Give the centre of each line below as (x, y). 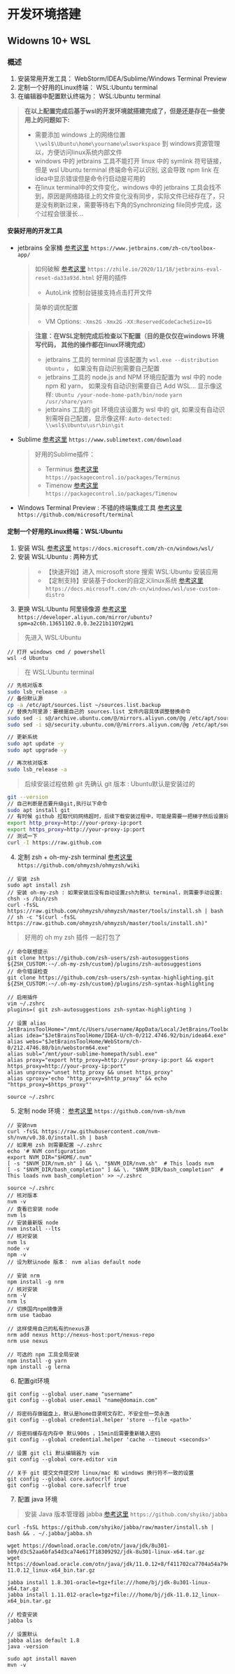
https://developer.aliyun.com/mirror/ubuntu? (85, 618)
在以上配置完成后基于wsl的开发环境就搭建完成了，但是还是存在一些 (121, 111)
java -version (28, 1646)
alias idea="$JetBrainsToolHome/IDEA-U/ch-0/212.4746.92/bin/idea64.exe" (117, 1035)
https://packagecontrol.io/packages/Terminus (113, 478)
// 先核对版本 (25, 686)
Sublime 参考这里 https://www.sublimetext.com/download (99, 440)
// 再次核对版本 (28, 763)
